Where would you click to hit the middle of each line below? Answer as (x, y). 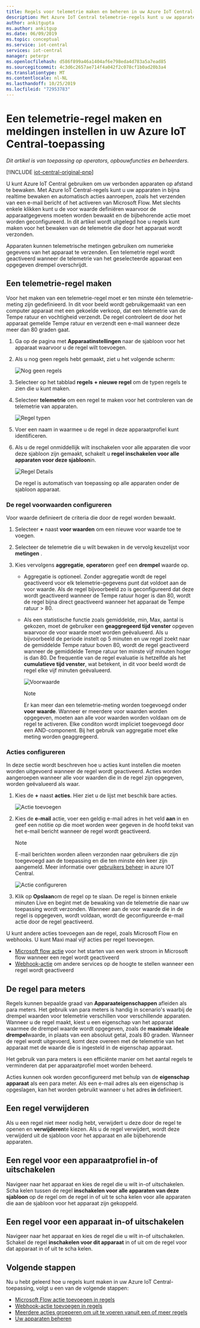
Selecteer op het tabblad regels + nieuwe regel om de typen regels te (101, 382)
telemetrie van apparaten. (46, 406)
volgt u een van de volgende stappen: (82, 1288)
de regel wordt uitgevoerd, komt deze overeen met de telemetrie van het (95, 1041)
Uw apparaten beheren (43, 1319)
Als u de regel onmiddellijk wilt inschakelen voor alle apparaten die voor (103, 447)
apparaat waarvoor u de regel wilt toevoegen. (71, 347)
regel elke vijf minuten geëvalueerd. (68, 670)
